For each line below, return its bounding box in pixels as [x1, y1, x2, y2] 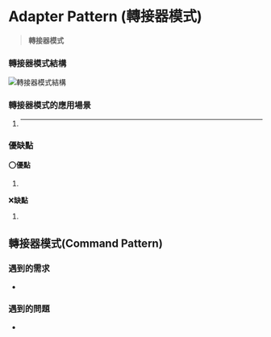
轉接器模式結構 [8, 57, 67, 69]
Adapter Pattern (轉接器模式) [8, 7, 202, 26]
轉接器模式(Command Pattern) [8, 237, 163, 251]
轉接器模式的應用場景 [8, 100, 91, 111]
